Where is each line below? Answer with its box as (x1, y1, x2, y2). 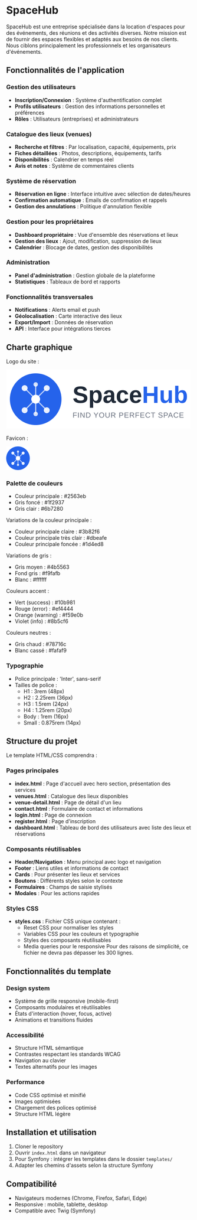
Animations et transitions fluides (14, 1016, 93, 1023)
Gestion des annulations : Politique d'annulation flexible (14, 203, 152, 210)
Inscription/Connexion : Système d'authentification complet (14, 96, 162, 103)
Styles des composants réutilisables (23, 937, 111, 944)
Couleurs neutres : (6, 629, 51, 637)
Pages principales (6, 766, 59, 775)
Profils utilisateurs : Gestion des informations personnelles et (14, 103, 165, 110)
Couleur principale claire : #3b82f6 (14, 528, 100, 535)
